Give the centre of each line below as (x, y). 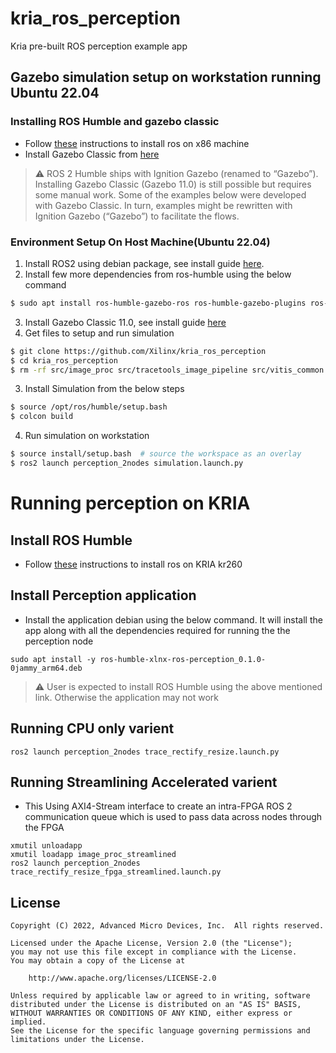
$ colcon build (42, 417)
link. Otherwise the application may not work (126, 697)
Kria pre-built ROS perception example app (99, 46)
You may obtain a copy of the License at (98, 961)
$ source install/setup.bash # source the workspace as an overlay (156, 454)
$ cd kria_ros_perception (64, 360)
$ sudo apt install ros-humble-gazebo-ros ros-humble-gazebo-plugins (158, 303)
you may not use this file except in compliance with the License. (154, 952)
